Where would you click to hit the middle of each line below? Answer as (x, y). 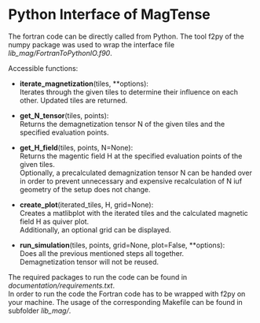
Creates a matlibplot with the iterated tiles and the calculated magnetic (134, 213)
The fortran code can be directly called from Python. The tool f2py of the (126, 36)
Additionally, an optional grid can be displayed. (95, 229)
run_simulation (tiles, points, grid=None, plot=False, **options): (122, 245)
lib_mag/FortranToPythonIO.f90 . (60, 53)
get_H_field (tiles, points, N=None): (76, 147)
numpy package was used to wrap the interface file (92, 44)
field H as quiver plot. (54, 221)
